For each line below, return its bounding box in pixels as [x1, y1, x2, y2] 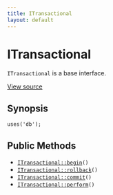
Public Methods [7, 140, 76, 151]
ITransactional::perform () [17, 181, 95, 189]
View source [7, 82, 43, 91]
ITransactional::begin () [17, 160, 89, 167]
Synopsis [7, 102, 48, 114]
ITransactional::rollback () [17, 167, 98, 174]
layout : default [7, 17, 54, 24]
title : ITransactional [7, 10, 72, 17]
